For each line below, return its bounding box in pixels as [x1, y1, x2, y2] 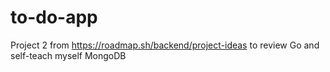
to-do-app [10, 6, 98, 29]
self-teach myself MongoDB [10, 49, 127, 61]
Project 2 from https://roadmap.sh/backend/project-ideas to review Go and [10, 39, 320, 51]
